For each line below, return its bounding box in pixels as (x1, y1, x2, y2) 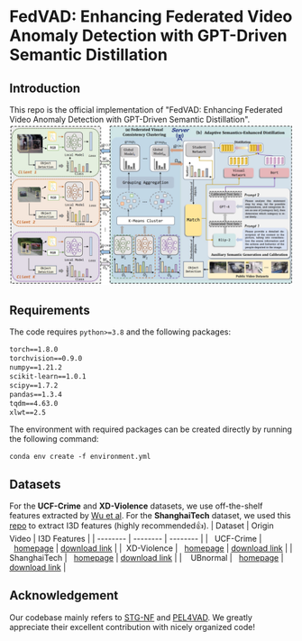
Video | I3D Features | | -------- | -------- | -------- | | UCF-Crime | (9, 534, 262, 545)
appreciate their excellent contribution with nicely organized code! (9, 621, 255, 632)
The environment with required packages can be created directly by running (9, 424, 293, 435)
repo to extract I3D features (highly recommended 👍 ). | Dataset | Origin (9, 520, 274, 531)
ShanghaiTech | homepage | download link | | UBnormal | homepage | (9, 553, 284, 563)
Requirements (9, 302, 90, 317)
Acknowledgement (9, 588, 119, 603)
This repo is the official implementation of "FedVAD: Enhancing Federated (9, 105, 283, 114)
